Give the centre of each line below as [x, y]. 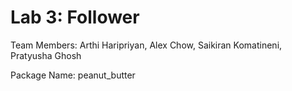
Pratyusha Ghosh [46, 55]
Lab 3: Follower [75, 17]
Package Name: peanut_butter [73, 75]
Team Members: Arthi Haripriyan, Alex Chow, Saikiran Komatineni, [146, 45]
